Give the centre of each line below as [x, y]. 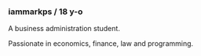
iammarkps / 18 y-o [46, 12]
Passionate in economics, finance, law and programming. [101, 44]
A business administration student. [64, 29]
